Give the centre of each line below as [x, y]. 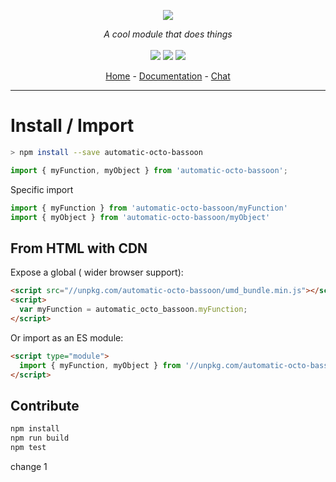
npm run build [40, 438]
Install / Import [72, 126]
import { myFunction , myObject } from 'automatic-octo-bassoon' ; [149, 170]
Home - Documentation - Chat [168, 76]
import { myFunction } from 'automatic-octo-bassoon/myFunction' [149, 208]
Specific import [42, 189]
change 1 [29, 466]
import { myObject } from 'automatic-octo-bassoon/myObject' [140, 217]
